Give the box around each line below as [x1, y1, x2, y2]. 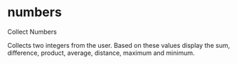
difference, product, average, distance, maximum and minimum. [7, 49, 195, 57]
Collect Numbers [7, 27, 57, 36]
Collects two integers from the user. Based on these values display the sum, [7, 41, 230, 49]
